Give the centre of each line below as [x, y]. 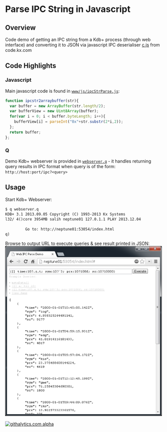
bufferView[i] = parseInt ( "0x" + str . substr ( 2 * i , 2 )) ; [69, 122]
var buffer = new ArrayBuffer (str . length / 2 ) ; [58, 106]
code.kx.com [19, 50]
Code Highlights [31, 66]
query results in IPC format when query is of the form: [60, 166]
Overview [21, 28]
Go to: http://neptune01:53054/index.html [70, 229]
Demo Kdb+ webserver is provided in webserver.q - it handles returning [78, 161]
